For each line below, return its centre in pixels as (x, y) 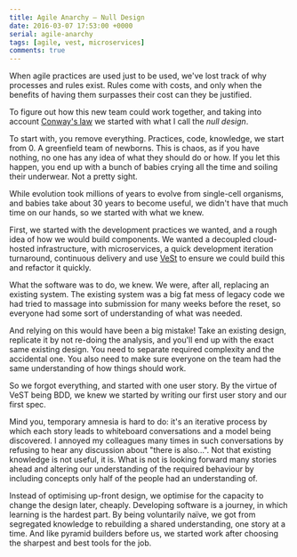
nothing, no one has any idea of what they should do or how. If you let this (144, 157)
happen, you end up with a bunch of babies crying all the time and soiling (144, 167)
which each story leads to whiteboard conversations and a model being (140, 432)
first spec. (28, 405)
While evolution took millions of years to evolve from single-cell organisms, (147, 194)
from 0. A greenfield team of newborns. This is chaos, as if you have (134, 149)
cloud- (265, 239)
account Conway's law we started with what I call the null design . (129, 122)
